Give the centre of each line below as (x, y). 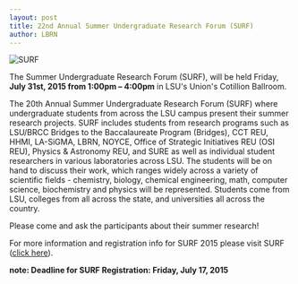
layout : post (34, 17)
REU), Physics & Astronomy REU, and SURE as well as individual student (142, 151)
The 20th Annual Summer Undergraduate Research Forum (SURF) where (144, 104)
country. (25, 209)
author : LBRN (34, 34)
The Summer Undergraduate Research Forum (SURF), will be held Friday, (144, 77)
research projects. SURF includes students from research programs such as (149, 123)
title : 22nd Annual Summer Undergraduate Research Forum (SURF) (132, 26)
